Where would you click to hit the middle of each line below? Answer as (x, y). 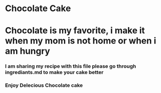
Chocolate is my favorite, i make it (75, 31)
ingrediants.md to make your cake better (54, 72)
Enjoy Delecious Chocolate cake (44, 85)
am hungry (28, 51)
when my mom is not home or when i (81, 41)
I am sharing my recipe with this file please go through (71, 66)
